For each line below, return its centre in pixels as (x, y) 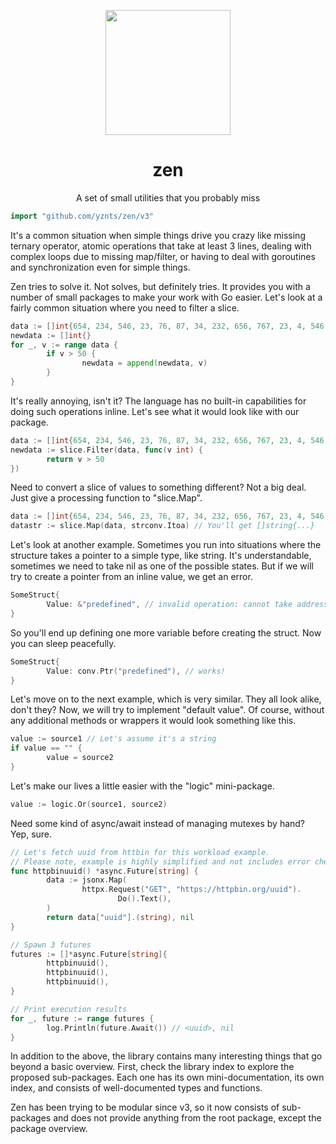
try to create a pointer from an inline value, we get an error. (131, 577)
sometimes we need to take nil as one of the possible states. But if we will (162, 566)
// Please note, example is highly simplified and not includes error (160, 861)
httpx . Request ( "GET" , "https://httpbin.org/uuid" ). (191, 890)
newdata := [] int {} (51, 335)
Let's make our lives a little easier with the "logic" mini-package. (142, 786)
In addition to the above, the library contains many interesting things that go (166, 1056)
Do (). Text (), (144, 899)
